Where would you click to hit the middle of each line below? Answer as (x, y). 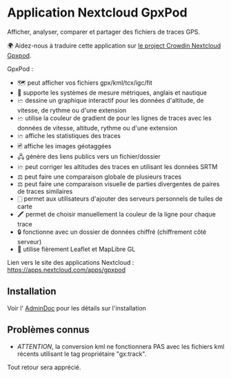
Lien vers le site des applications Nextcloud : (71, 262)
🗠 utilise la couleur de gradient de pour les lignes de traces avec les (114, 118)
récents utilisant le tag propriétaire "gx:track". (82, 354)
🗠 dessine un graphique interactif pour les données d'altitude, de (110, 100)
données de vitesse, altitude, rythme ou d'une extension (97, 128)
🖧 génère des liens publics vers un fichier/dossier (89, 156)
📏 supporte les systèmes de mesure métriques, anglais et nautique (112, 92)
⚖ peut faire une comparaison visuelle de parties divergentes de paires (118, 183)
